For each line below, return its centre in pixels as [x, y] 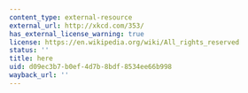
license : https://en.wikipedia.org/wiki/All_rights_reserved [124, 42]
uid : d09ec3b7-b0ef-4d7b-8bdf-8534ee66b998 [91, 67]
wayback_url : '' [39, 75]
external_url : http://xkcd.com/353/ [77, 26]
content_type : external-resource [71, 17]
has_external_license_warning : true [77, 34]
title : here [31, 58]
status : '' [29, 50]
